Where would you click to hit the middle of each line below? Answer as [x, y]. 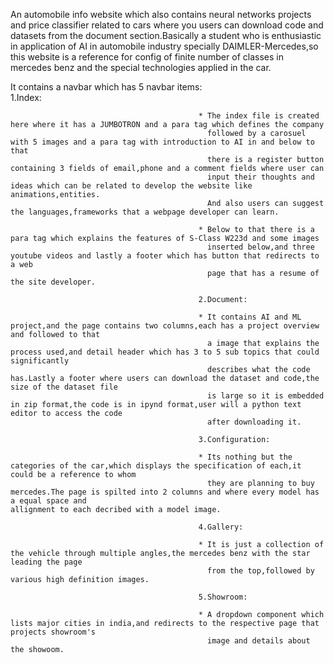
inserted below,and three [261, 247]
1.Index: [26, 97]
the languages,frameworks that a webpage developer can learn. [145, 212]
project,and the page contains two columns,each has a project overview [165, 326]
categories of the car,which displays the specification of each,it [156, 466]
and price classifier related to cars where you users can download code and [167, 25]
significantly [40, 361]
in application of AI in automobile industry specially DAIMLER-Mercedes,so [164, 46]
